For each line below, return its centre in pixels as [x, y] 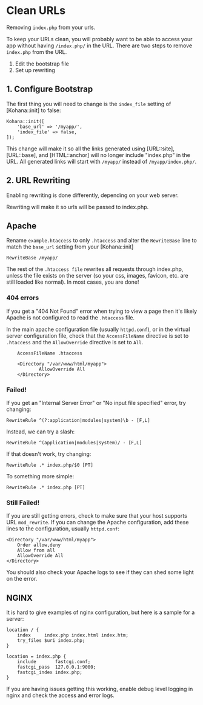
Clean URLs [36, 11]
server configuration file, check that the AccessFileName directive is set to [98, 336]
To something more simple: [40, 476]
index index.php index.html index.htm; [73, 635]
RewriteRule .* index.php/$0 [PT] [50, 465]
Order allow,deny [39, 545]
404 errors [23, 298]
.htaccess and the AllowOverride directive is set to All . [75, 342]
